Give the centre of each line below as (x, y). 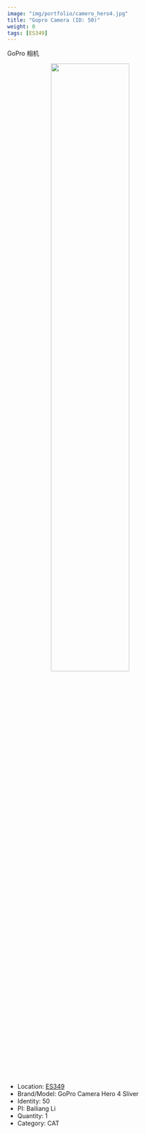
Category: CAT (38, 1124)
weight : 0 (21, 26)
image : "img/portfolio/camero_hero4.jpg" (68, 14)
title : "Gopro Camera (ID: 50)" (54, 20)
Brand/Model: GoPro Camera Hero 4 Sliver (78, 1094)
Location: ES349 (41, 1087)
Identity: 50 (34, 1101)
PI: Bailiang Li (36, 1108)
